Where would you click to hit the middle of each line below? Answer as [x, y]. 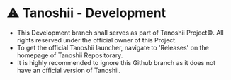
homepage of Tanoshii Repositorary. [70, 55]
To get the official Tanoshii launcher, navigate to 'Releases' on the [113, 47]
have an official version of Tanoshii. [69, 70]
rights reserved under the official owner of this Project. [97, 40]
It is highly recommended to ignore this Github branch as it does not [116, 62]
